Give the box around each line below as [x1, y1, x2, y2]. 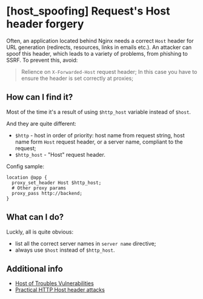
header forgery [6, 17, 84, 31]
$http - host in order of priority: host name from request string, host [15, 131, 185, 139]
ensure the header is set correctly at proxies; [21, 74, 133, 82]
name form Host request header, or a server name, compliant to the [15, 138, 183, 145]
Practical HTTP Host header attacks [15, 286, 105, 294]
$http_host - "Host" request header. [15, 151, 106, 158]
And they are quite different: [6, 120, 77, 127]
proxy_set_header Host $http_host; [12, 180, 102, 186]
